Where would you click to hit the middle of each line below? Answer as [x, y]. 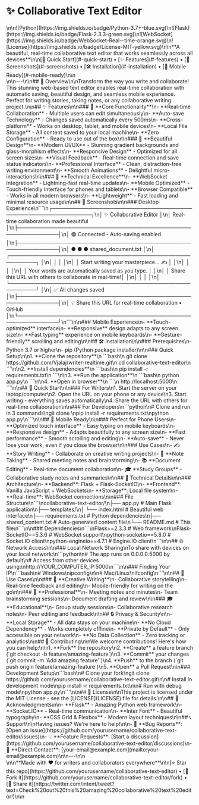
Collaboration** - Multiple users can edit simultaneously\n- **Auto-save [95, 113]
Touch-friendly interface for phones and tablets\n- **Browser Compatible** [99, 189]
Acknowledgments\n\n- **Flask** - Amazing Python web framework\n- [94, 704]
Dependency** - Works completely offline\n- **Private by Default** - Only [98, 628]
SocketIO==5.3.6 [27, 534]
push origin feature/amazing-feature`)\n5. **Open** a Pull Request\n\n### [98, 666]
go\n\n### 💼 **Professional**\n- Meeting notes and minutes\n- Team [92, 592]
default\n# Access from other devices [53, 560]
